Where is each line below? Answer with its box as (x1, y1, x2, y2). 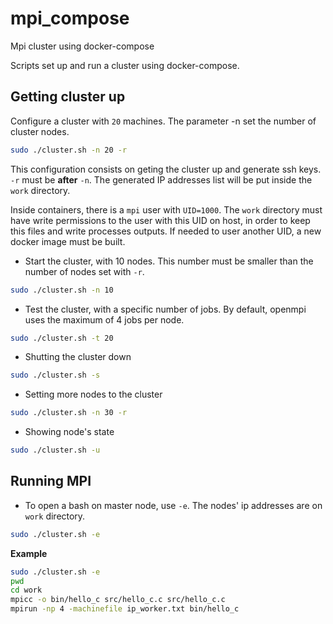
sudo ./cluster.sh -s (10, 370, 101, 381)
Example (10, 547, 48, 559)
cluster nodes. (10, 125, 70, 137)
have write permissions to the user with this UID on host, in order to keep (10, 214, 311, 226)
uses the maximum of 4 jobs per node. (24, 313, 185, 326)
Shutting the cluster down (24, 351, 132, 363)
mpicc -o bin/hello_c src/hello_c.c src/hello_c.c (10, 595, 226, 605)
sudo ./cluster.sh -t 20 (10, 333, 114, 343)
